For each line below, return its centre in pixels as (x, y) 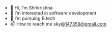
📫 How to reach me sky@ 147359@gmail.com (58, 24)
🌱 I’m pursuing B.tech (33, 18)
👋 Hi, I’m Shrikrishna (31, 8)
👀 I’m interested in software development (53, 13)
